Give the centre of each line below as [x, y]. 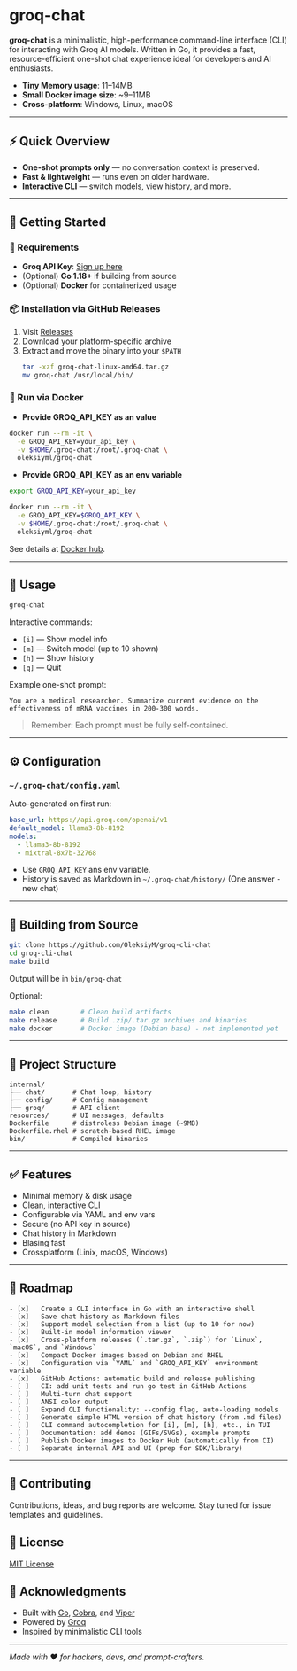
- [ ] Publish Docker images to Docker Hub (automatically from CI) [142, 1441]
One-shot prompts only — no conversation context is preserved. [141, 167]
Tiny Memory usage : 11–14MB [77, 85]
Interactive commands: [51, 622]
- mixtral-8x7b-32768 [57, 853]
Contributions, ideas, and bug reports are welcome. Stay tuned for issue [141, 1505]
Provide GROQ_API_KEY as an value [89, 416]
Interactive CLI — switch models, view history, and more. [126, 186]
